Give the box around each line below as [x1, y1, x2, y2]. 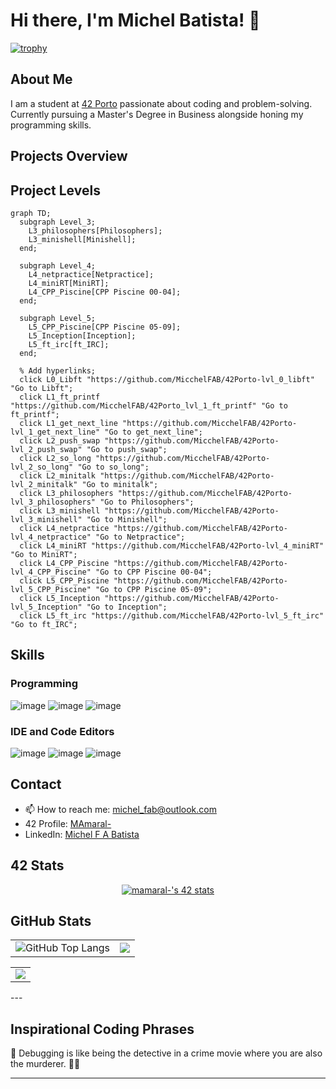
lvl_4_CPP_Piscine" [10, 567, 92, 577]
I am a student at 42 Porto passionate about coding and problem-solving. [10, 97, 313, 109]
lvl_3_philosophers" [10, 497, 97, 507]
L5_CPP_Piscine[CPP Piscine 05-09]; [28, 322, 182, 332]
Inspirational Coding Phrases [10, 1020, 195, 1038]
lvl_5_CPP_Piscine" [10, 584, 92, 594]
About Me [10, 71, 73, 88]
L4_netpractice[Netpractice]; [28, 269, 155, 279]
